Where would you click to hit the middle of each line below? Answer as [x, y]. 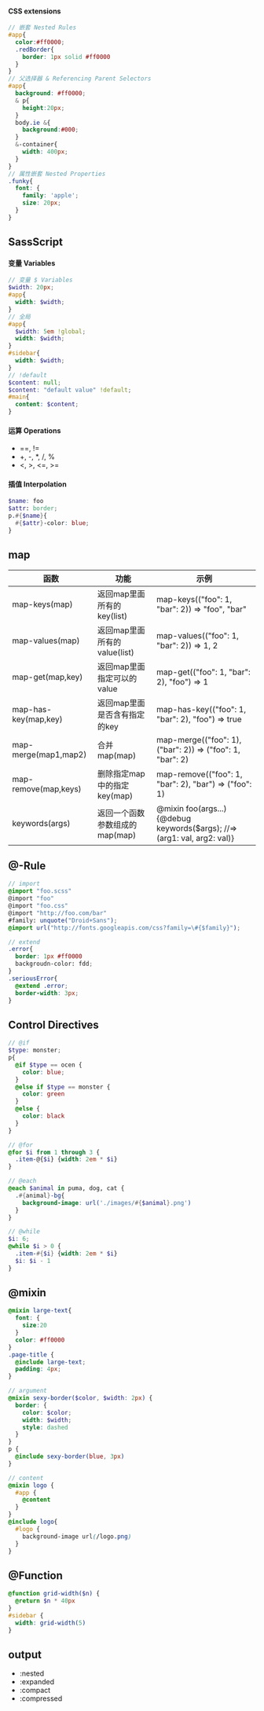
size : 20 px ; [42, 203]
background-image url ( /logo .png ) [77, 1537]
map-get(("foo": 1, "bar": [204, 672]
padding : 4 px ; [38, 1369]
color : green [44, 1094]
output [25, 1654]
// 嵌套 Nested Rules [42, 28]
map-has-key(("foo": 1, [202, 709]
